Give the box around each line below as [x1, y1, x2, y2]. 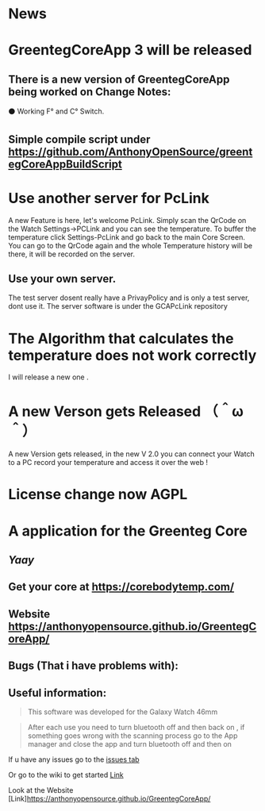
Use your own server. [8, 271, 117, 286]
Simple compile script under [8, 133, 151, 146]
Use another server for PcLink [8, 189, 210, 207]
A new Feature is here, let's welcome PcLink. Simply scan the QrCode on [8, 215, 247, 225]
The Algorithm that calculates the [8, 329, 234, 348]
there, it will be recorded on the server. [8, 249, 136, 259]
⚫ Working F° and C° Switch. [8, 106, 105, 116]
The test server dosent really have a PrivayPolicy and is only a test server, [8, 293, 250, 302]
